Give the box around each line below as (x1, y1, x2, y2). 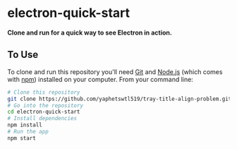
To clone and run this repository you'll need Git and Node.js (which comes (7, 67, 223, 76)
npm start (7, 134, 37, 142)
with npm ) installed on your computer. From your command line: (7, 75, 194, 83)
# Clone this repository (7, 88, 80, 96)
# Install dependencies (7, 115, 78, 122)
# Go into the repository (7, 102, 83, 109)
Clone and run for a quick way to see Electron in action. (7, 28, 173, 37)
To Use (7, 49, 39, 61)
